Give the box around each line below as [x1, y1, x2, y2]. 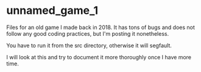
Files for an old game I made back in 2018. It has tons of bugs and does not [6, 24, 195, 31]
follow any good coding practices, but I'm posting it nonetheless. [6, 30, 169, 37]
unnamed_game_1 [6, 4, 99, 18]
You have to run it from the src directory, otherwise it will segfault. [6, 42, 172, 49]
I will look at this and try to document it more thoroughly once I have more [6, 53, 192, 61]
